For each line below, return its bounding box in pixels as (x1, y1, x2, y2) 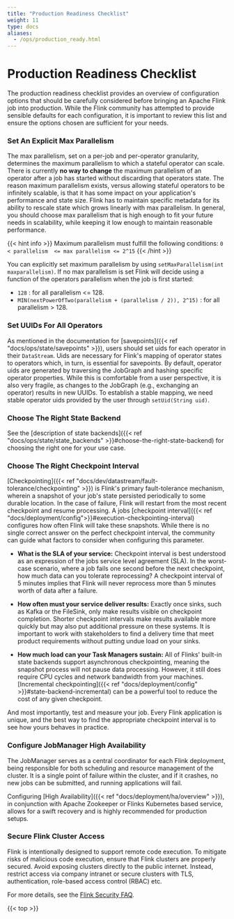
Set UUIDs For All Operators (7, 321, 103, 331)
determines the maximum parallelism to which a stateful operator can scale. (7, 159, 225, 168)
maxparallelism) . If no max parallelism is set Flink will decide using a (7, 267, 204, 276)
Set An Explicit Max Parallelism (7, 136, 114, 146)
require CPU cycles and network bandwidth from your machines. (17, 673, 204, 681)
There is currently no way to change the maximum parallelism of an (7, 166, 202, 175)
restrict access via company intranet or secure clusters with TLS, (7, 870, 194, 878)
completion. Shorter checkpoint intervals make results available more (17, 615, 217, 623)
